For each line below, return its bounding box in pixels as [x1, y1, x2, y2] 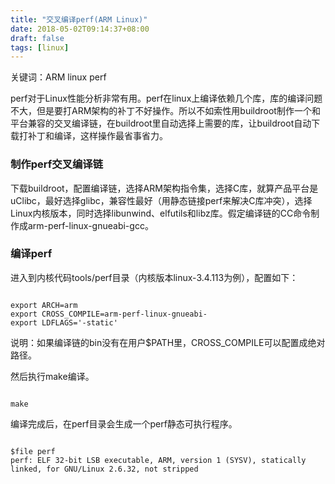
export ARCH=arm [10, 300, 78, 310]
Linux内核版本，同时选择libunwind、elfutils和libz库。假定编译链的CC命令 [10, 207, 312, 219]
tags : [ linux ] [10, 42, 70, 53]
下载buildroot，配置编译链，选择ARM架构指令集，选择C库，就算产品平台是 [10, 182, 319, 194]
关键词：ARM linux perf [10, 71, 107, 83]
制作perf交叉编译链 [10, 157, 104, 171]
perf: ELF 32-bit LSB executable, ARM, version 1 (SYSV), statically [10, 455, 307, 465]
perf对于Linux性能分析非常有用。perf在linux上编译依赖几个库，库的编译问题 [10, 92, 323, 105]
